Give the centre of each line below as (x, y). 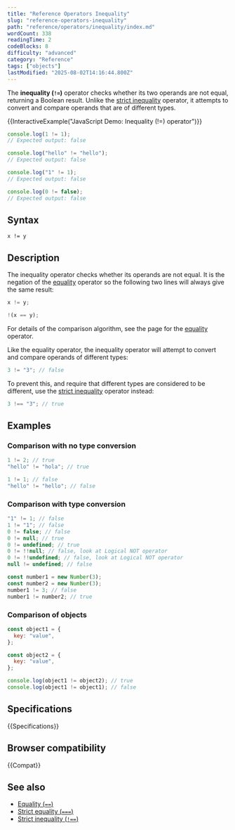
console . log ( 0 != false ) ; (45, 192)
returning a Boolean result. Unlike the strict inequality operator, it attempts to (118, 100)
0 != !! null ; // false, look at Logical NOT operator (88, 551)
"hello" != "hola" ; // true (48, 467)
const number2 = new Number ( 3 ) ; (54, 583)
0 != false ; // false (39, 531)
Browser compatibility (57, 748)
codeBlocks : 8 (28, 46)
